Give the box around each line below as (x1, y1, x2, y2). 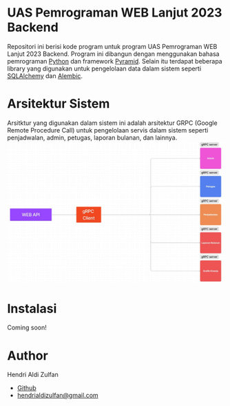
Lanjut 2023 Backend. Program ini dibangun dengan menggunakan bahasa (7, 50, 220, 58)
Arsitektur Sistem (7, 96, 110, 112)
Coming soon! (7, 323, 47, 332)
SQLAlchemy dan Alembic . (7, 71, 83, 80)
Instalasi (7, 300, 57, 316)
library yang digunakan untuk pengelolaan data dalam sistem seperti (7, 64, 202, 72)
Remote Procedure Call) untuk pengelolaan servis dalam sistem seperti (7, 126, 209, 134)
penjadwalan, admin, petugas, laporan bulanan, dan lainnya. (7, 133, 178, 142)
